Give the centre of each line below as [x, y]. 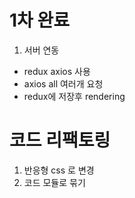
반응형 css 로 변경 [59, 170]
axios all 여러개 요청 [63, 83]
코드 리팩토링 [60, 140]
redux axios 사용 [57, 71]
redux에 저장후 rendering [74, 96]
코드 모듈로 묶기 [54, 182]
